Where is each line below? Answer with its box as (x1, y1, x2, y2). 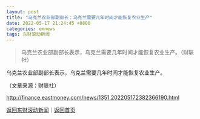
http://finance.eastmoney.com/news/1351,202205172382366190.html (6, 94, 180, 101)
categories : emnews (6, 25, 56, 32)
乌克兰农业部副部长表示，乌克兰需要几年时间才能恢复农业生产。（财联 (21, 49, 194, 56)
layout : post (6, 8, 39, 15)
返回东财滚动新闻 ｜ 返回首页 (6, 106, 76, 114)
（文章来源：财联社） (6, 82, 59, 89)
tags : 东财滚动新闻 (6, 31, 50, 37)
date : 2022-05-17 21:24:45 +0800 (6, 20, 91, 26)
